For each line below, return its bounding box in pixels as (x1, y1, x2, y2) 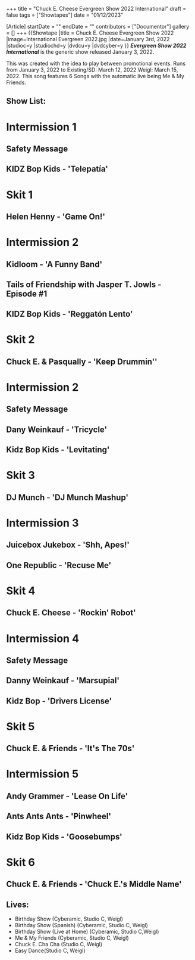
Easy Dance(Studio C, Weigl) (14, 947, 86, 954)
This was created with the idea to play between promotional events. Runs (6, 60, 186, 67)
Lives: (6, 899, 30, 909)
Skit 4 (6, 584, 36, 597)
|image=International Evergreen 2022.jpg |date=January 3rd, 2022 (6, 36, 170, 42)
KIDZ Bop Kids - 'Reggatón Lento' (6, 309, 133, 319)
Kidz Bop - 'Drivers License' (6, 696, 112, 706)
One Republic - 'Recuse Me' (6, 560, 112, 570)
